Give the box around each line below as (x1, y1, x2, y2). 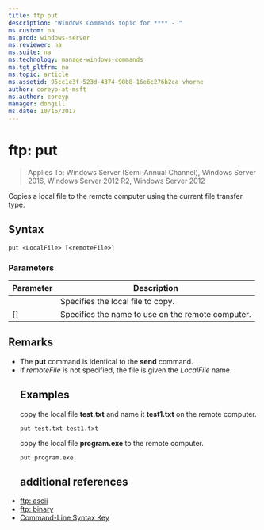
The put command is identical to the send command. (19, 357, 193, 366)
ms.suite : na (8, 48, 52, 56)
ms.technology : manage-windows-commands (8, 56, 144, 64)
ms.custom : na (8, 26, 55, 34)
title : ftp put (8, 11, 59, 20)
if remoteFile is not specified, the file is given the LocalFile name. (19, 365, 232, 375)
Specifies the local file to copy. (59, 296, 175, 307)
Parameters (8, 262, 54, 273)
